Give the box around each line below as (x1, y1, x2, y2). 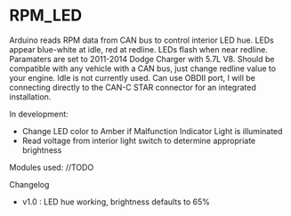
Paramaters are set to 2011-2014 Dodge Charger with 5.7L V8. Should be (9, 53, 275, 64)
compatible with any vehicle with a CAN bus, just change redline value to (9, 63, 277, 74)
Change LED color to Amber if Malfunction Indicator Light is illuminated (21, 125, 283, 136)
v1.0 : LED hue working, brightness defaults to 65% (21, 196, 211, 207)
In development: (9, 108, 69, 119)
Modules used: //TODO (9, 162, 94, 172)
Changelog (9, 179, 50, 189)
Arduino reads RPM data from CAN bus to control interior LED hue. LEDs (9, 35, 274, 45)
